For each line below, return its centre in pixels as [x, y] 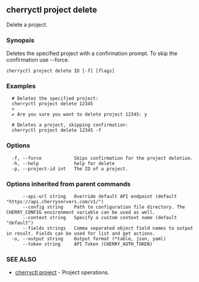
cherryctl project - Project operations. [62, 272]
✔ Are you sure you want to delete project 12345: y [80, 114]
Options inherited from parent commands [69, 184]
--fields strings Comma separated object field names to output [108, 228]
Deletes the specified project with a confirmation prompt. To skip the [92, 53]
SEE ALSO [21, 259]
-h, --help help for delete [63, 163]
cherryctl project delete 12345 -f [57, 130]
